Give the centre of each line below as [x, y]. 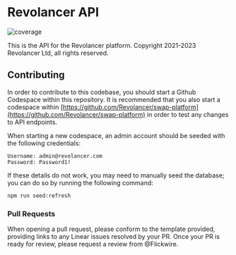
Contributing [36, 75]
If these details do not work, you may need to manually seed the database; [116, 175]
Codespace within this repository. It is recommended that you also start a [114, 99]
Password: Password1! [39, 162]
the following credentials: [44, 143]
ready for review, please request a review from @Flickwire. [93, 244]
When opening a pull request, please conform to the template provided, [111, 229]
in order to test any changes [188, 114]
